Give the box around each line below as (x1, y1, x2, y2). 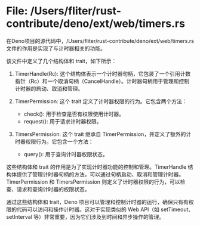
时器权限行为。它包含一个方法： (14, 138, 94, 145)
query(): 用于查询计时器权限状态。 (23, 150, 109, 157)
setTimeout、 (160, 206, 194, 213)
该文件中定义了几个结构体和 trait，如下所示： (6, 57, 117, 64)
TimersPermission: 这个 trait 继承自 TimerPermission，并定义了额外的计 (14, 130, 192, 138)
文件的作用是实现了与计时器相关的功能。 (6, 45, 106, 52)
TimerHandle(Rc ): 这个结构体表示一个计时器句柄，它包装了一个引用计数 (14, 70, 191, 77)
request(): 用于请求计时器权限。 (23, 117, 102, 125)
